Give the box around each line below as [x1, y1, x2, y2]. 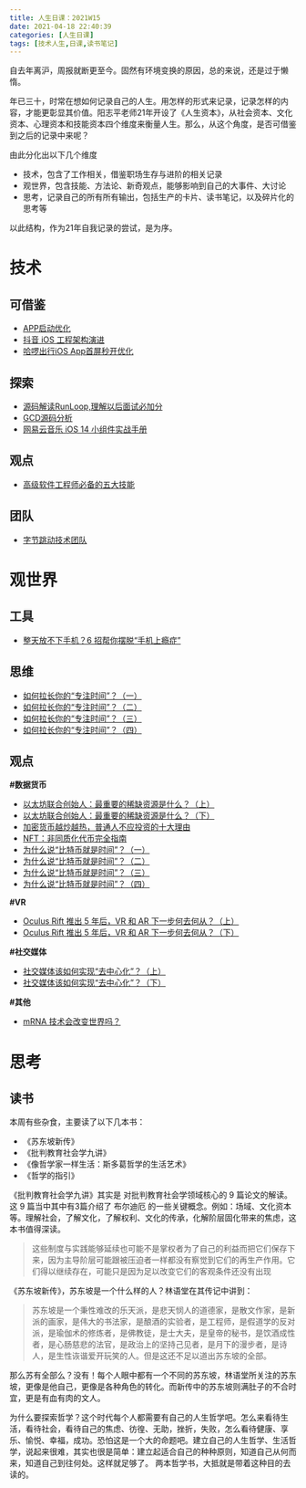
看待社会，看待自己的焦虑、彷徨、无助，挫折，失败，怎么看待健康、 [25, 1423, 280, 1434]
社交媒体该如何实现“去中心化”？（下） [22, 978, 167, 989]
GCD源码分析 [22, 413, 73, 424]
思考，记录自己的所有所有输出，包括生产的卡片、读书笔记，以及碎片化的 [22, 192, 294, 203]
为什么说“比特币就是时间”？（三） [22, 867, 150, 878]
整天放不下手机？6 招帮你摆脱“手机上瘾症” [22, 634, 181, 645]
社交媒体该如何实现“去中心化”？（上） [22, 966, 167, 977]
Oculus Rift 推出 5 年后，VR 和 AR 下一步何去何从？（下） [22, 927, 240, 938]
